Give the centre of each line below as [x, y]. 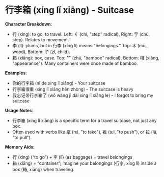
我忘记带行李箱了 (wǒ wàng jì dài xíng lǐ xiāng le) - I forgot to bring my [83, 95]
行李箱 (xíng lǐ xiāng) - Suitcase [69, 10]
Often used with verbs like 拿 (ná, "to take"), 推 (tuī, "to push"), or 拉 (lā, [85, 132]
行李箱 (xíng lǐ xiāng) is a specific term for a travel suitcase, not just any [84, 120]
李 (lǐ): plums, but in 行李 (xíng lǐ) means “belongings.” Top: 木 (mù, [80, 45]
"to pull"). [22, 137]
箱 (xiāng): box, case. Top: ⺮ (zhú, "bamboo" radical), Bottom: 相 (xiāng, [86, 58]
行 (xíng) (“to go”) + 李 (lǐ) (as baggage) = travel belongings [72, 157]
